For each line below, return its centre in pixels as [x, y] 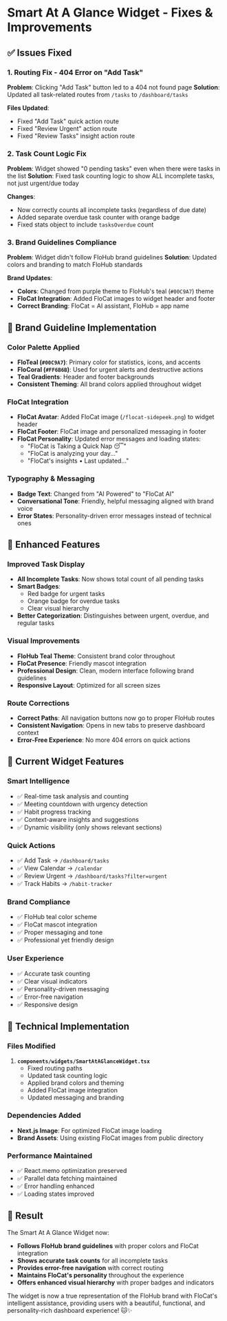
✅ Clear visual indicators [52, 981]
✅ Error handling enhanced [56, 1186]
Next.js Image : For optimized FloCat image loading [89, 1130]
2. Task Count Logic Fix [47, 154]
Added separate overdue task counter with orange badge [98, 218]
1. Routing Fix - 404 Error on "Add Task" [75, 72]
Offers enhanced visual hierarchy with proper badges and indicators [116, 1282]
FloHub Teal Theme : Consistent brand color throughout [96, 656]
